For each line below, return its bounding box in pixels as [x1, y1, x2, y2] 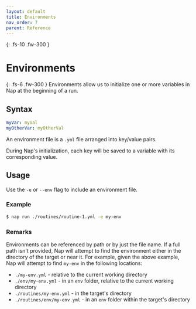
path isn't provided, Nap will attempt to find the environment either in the [6, 247, 181, 254]
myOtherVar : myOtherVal [6, 125, 64, 131]
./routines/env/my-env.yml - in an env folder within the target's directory [14, 296, 190, 303]
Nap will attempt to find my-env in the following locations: [6, 260, 143, 267]
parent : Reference [6, 25, 51, 31]
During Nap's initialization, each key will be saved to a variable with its [6, 147, 175, 154]
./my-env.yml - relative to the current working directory [14, 271, 147, 279]
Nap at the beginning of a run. [6, 87, 78, 94]
